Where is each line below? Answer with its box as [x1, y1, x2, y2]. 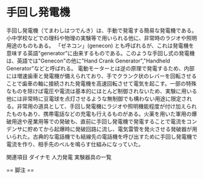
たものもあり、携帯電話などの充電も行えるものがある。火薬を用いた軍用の [6, 110, 192, 117]
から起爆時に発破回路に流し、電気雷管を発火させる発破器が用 [43, 125, 198, 132]
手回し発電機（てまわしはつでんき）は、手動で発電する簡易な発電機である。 [6, 27, 198, 34]
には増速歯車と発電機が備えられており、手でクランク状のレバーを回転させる [6, 72, 197, 79]
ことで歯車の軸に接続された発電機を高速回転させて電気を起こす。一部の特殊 [6, 79, 197, 87]
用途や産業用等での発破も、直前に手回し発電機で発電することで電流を [11, 118, 187, 125]
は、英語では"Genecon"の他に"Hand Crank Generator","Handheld [6, 57, 171, 64]
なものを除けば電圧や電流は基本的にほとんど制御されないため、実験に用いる [6, 87, 198, 95]
